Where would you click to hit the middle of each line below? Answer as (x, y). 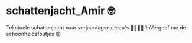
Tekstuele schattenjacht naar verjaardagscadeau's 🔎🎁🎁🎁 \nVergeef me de (96, 27)
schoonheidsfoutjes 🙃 (34, 34)
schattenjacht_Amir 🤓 (61, 11)
